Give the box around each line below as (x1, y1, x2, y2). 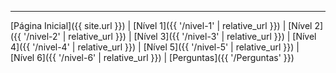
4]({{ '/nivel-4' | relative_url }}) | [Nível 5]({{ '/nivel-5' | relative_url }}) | (10, 41, 300, 53)
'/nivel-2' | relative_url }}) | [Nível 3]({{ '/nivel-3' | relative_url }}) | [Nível (23, 31, 317, 42)
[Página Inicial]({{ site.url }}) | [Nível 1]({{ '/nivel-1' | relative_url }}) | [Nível (10, 20, 313, 31)
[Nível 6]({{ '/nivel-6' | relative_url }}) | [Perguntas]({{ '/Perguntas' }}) (10, 52, 295, 63)
